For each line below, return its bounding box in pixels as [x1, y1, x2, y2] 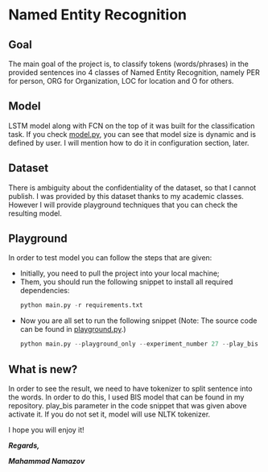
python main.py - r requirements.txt [19, 301, 143, 309]
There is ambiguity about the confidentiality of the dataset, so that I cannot [8, 183, 257, 193]
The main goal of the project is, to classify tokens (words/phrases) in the [8, 59, 249, 68]
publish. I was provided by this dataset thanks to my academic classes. [8, 191, 244, 201]
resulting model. [8, 208, 63, 218]
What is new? [8, 362, 78, 376]
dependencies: [19, 286, 70, 296]
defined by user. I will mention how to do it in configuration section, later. [8, 138, 249, 147]
